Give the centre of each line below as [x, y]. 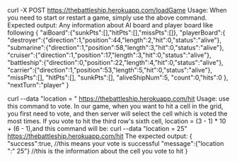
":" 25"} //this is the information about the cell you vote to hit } [98, 151]
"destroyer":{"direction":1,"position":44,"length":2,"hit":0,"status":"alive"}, [114, 40]
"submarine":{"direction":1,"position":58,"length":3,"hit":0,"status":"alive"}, [116, 48]
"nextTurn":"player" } [38, 85]
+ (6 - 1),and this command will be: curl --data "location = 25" [97, 129]
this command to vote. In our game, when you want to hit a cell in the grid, [115, 106]
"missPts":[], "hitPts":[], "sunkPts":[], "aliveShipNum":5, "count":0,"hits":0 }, [118, 77]
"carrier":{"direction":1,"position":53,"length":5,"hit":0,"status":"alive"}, [110, 70]
